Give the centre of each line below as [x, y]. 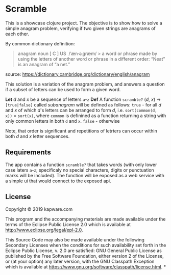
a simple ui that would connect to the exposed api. [58, 181]
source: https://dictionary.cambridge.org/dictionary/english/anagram [78, 74]
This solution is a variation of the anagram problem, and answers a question [85, 84]
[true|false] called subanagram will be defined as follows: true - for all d [83, 104]
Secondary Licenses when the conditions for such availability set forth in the [86, 245]
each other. [17, 34]
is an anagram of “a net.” [44, 64]
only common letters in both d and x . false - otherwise [63, 121]
